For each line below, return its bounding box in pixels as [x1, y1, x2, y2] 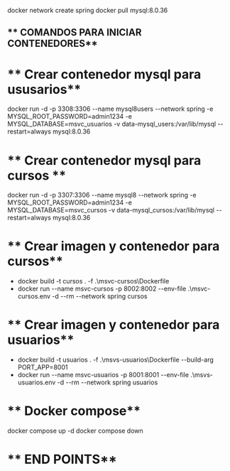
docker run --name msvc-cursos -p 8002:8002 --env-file [17, 284, 187, 293]
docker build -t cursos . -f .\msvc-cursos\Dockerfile [17, 277, 170, 286]
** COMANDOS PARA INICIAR [7, 26, 142, 38]
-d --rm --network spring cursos [52, 292, 148, 301]
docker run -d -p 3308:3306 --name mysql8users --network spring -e [7, 104, 214, 113]
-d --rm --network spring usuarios [57, 378, 158, 386]
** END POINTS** [7, 451, 117, 467]
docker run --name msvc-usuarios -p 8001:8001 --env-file [17, 371, 190, 379]
